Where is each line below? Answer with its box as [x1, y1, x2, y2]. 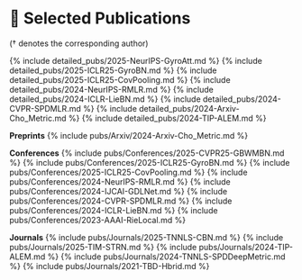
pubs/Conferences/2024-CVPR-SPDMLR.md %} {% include [9, 195, 233, 206]
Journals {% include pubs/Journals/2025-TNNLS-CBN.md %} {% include [9, 231, 284, 242]
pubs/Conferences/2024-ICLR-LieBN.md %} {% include [9, 204, 218, 215]
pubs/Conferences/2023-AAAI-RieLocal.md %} [9, 214, 187, 225]
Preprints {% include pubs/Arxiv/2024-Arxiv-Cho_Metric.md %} [9, 130, 249, 140]
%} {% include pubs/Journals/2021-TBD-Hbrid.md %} [9, 260, 210, 271]
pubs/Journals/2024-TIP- [198, 241, 293, 252]
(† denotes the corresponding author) [9, 38, 149, 49]
